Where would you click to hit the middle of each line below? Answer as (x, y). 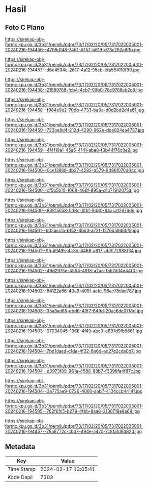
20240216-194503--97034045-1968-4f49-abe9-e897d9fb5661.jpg (74, 331)
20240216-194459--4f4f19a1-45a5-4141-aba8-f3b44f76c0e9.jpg (72, 150)
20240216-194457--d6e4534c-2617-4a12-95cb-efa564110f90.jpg (73, 70)
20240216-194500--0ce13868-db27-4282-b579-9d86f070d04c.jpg (74, 170)
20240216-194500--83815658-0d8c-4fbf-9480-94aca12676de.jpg (74, 210)
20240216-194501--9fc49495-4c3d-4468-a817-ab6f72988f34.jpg (73, 250)
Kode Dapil (20, 477)
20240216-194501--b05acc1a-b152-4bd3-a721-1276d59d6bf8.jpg (72, 230)
